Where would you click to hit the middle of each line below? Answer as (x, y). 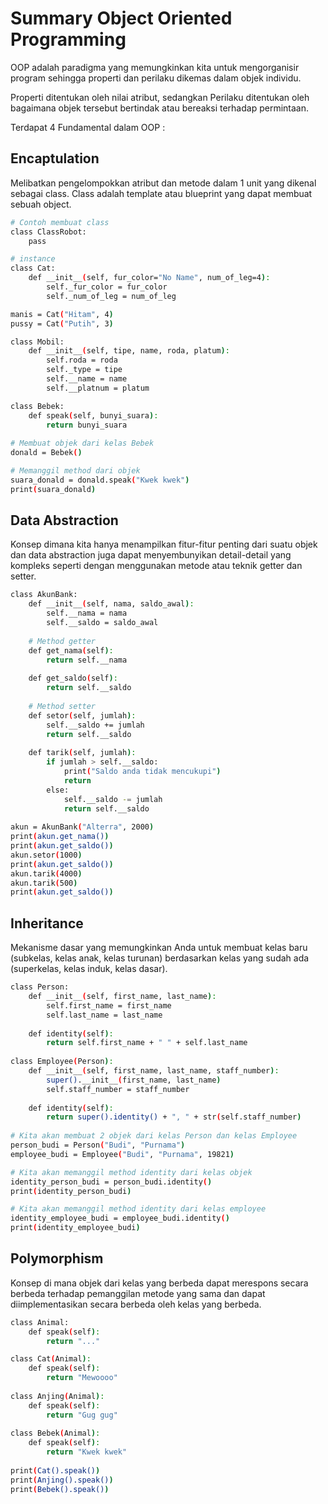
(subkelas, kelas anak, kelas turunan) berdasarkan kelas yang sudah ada (160, 958)
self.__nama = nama (87, 613)
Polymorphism (57, 1258)
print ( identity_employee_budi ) (75, 1228)
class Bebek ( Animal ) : (55, 1433)
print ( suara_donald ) (53, 489)
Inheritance (47, 923)
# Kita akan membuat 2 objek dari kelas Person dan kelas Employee (154, 1136)
